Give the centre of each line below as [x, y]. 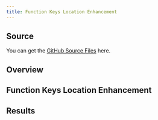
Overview [25, 70]
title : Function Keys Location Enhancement [62, 12]
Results [21, 111]
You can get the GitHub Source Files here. [58, 51]
